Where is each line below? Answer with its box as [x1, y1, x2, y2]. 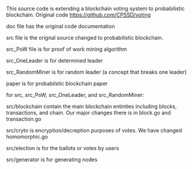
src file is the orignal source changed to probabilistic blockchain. [6, 34, 164, 41]
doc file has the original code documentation [6, 23, 115, 30]
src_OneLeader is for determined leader [6, 57, 103, 64]
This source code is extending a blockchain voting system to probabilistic [6, 5, 185, 12]
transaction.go [6, 115, 41, 122]
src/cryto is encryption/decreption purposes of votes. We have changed [6, 127, 182, 134]
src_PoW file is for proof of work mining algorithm [6, 45, 127, 53]
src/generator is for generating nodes [6, 156, 97, 163]
